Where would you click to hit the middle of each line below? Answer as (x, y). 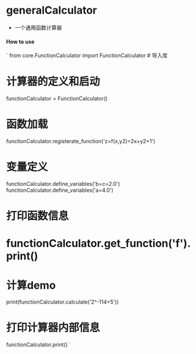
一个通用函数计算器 (38, 27)
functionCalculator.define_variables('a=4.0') (60, 190)
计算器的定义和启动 (53, 82)
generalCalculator (52, 10)
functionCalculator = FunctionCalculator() (57, 99)
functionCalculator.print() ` (39, 344)
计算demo (31, 285)
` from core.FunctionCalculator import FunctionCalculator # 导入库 (87, 56)
